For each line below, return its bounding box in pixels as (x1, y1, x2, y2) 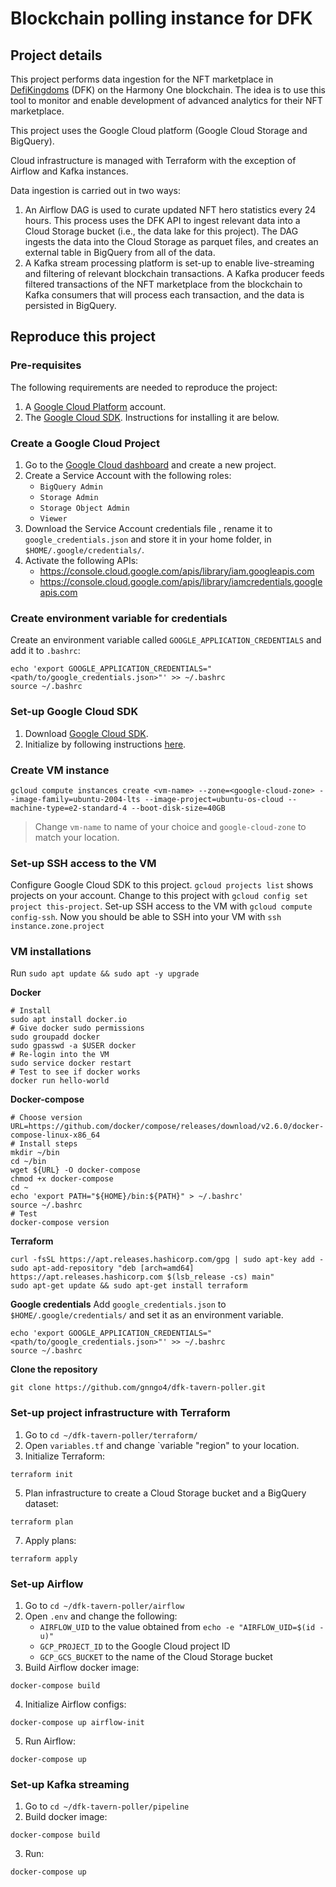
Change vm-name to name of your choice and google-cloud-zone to (34, 820, 307, 832)
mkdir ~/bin (10, 1148, 60, 1158)
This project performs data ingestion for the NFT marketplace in (10, 73, 274, 85)
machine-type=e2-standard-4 (10, 803, 128, 813)
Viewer (39, 513, 68, 524)
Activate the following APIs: (24, 554, 139, 566)
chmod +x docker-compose (10, 1174, 114, 1184)
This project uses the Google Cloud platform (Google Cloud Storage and (10, 125, 308, 136)
